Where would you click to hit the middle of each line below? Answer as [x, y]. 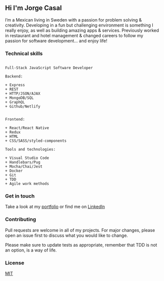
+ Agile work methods [27, 184]
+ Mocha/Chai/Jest [24, 167]
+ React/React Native [27, 128]
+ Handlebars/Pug [23, 162]
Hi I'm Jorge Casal [34, 8]
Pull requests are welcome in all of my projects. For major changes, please [80, 230]
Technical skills [24, 53]
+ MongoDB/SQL [20, 98]
